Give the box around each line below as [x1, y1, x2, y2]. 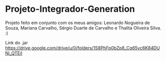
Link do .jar [5, 39, 28, 45]
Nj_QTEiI [5, 50, 22, 56]
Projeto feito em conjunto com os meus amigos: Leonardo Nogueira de [5, 20, 150, 26]
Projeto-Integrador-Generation [5, 3, 135, 15]
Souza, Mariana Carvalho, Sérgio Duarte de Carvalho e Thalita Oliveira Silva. [5, 25, 162, 30]
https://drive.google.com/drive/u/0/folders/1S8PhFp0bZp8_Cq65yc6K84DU [5, 45, 160, 51]
